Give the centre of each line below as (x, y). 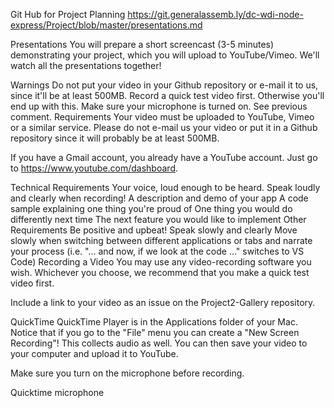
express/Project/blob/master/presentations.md (106, 25)
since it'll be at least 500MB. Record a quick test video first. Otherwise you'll (167, 95)
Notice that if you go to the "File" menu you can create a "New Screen (155, 332)
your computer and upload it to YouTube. (94, 353)
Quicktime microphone (57, 392)
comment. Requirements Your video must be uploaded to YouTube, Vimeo (162, 117)
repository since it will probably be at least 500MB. (115, 138)
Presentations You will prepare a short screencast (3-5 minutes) (142, 44)
